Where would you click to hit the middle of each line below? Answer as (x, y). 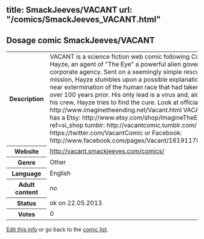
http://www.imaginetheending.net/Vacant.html (116, 110)
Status (26, 203)
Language (26, 173)
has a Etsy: (65, 118)
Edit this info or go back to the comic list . (57, 229)
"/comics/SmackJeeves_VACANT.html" (83, 20)
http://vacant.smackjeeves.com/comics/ (107, 151)
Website (27, 151)
